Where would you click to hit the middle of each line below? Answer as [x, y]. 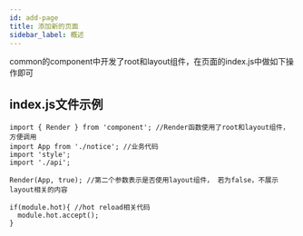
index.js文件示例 [56, 104]
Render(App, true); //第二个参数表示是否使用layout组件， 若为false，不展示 [144, 181]
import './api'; [40, 163]
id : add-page [34, 18]
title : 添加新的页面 [44, 26]
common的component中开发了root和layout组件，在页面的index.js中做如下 [148, 62]
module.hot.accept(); [59, 216]
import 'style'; [40, 155]
